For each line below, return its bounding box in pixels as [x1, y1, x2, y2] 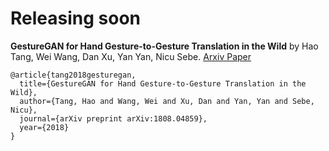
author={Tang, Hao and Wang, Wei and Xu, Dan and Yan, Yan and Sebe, [19, 96, 315, 106]
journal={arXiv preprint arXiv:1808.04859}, [19, 113, 208, 124]
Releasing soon [10, 7, 142, 30]
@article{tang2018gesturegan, [10, 70, 137, 80]
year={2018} [19, 122, 70, 132]
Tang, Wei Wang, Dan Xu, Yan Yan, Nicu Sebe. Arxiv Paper [10, 50, 252, 62]
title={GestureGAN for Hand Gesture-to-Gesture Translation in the [19, 78, 307, 89]
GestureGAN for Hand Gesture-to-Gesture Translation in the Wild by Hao [10, 40, 319, 52]
